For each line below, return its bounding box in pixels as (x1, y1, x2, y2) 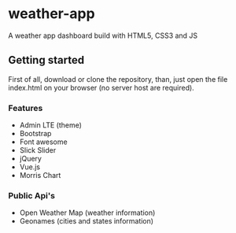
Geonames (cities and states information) (19, 216, 154, 226)
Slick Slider (19, 146, 57, 155)
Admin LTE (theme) (19, 120, 83, 130)
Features (8, 102, 43, 113)
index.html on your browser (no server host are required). (8, 83, 194, 92)
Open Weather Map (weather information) (19, 208, 156, 217)
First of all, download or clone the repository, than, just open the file (8, 74, 228, 83)
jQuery (19, 154, 42, 164)
